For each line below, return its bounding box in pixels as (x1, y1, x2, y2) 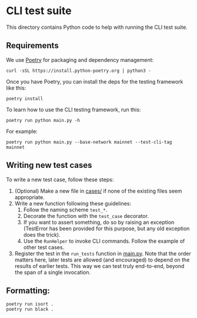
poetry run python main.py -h (6, 117, 81, 123)
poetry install (6, 95, 44, 101)
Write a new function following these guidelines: (14, 200, 131, 207)
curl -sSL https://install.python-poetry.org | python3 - (6, 68, 151, 74)
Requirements (6, 41, 59, 51)
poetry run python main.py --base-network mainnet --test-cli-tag (6, 139, 172, 145)
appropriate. (14, 193, 45, 201)
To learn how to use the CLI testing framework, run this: (6, 106, 141, 113)
